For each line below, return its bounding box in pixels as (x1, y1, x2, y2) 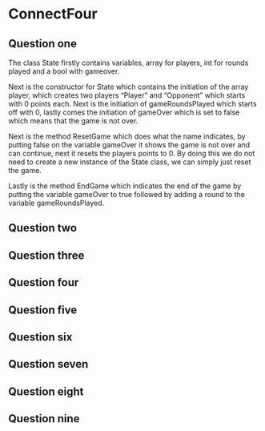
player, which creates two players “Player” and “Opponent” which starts (8, 91, 246, 100)
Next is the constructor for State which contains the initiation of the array (8, 82, 249, 91)
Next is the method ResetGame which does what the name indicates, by (8, 131, 246, 141)
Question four (8, 276, 79, 289)
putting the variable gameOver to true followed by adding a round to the (8, 190, 246, 199)
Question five (8, 303, 78, 316)
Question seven (8, 357, 89, 371)
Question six (8, 330, 73, 344)
